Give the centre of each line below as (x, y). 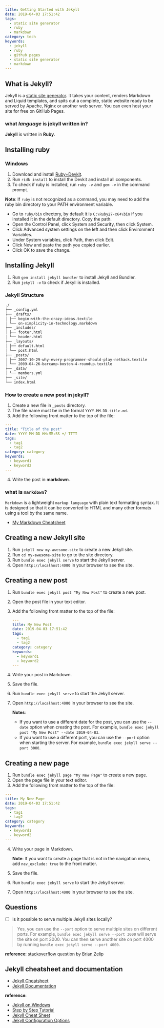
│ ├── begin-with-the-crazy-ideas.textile (49, 319)
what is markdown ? (26, 492)
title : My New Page (25, 799)
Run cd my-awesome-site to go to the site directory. (63, 555)
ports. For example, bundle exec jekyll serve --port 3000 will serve (87, 934)
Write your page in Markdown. (42, 849)
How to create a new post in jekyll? (47, 395)
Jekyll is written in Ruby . (30, 134)
